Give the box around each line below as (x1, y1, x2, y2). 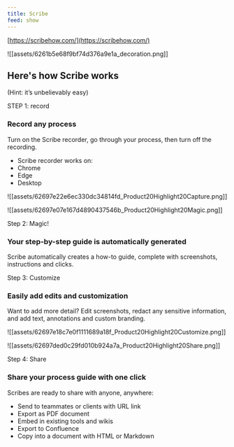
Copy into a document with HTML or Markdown (17, 432, 155, 440)
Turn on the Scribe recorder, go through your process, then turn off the (7, 135, 212, 143)
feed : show (7, 17, 39, 24)
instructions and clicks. (7, 260, 74, 268)
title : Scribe (7, 10, 49, 17)
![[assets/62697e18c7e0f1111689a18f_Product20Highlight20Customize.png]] (7, 328, 226, 336)
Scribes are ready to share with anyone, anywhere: (7, 388, 154, 397)
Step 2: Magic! (7, 219, 50, 227)
